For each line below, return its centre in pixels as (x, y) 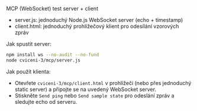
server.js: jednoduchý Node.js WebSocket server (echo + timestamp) (99, 20)
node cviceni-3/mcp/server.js (43, 60)
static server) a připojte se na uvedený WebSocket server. (85, 89)
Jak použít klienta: (28, 71)
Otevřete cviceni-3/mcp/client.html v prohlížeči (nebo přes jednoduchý (103, 83)
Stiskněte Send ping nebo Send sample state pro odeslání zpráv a (94, 95)
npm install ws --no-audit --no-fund (53, 55)
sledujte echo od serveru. (46, 102)
